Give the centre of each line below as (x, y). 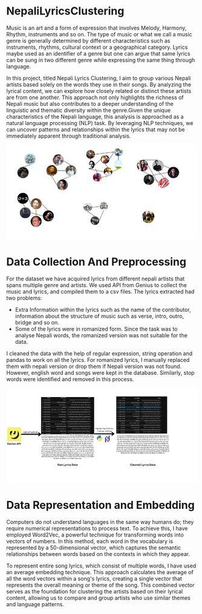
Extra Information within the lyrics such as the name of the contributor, (103, 309)
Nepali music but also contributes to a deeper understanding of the (90, 103)
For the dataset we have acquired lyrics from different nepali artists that (96, 279)
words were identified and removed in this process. (70, 379)
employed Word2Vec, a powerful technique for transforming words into (95, 535)
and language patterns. (35, 604)
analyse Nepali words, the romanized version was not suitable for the (101, 335)
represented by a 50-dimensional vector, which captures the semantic (94, 548)
